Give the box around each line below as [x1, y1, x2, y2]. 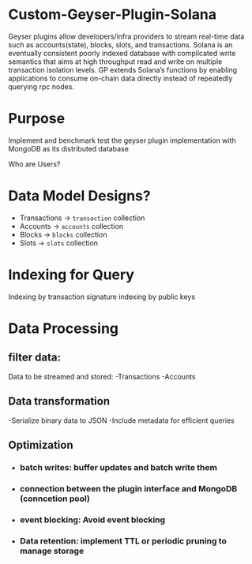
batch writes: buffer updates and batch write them [19, 461, 217, 472]
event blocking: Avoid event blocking [19, 514, 166, 525]
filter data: [8, 351, 62, 364]
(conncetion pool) [19, 493, 91, 504]
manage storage [19, 545, 85, 556]
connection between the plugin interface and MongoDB [19, 483, 238, 494]
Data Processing [8, 319, 119, 337]
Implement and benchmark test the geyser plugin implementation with [8, 136, 236, 145]
